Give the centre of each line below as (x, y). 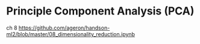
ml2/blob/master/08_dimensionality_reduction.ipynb (71, 34)
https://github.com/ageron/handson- (64, 28)
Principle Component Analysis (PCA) (100, 11)
